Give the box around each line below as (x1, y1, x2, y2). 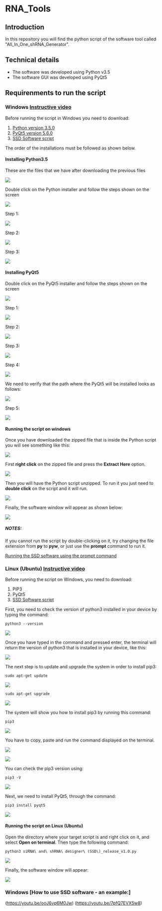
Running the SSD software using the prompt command (5, 553, 117, 559)
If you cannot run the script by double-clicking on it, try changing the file (5, 538, 154, 544)
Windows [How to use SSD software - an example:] (5, 889, 131, 896)
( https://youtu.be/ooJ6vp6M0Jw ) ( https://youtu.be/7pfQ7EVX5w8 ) (5, 900, 143, 906)
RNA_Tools (5, 3, 51, 14)
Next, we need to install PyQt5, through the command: (5, 793, 116, 799)
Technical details (5, 56, 60, 64)
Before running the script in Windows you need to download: (5, 115, 130, 121)
